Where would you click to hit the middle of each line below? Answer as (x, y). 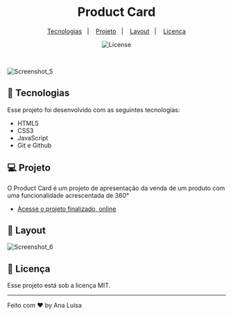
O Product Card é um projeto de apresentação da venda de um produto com (116, 188)
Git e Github (34, 145)
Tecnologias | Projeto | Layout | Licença (116, 31)
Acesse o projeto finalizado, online (67, 209)
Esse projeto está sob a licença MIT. (59, 286)
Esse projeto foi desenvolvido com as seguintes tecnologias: (94, 110)
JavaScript (33, 138)
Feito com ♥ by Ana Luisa (44, 306)
